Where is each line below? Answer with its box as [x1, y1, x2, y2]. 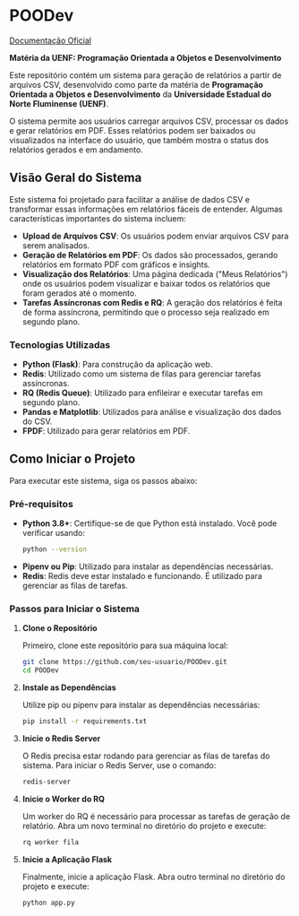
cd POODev [21, 666, 60, 675]
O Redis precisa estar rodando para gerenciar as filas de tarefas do [21, 750, 270, 761]
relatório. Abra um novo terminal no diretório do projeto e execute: [21, 820, 267, 831]
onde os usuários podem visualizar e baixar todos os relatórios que [21, 278, 270, 289]
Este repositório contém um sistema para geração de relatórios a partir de [9, 69, 282, 81]
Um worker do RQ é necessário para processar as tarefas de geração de [21, 810, 291, 821]
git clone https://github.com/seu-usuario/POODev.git [21, 658, 227, 667]
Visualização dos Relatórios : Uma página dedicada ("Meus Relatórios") [21, 268, 288, 279]
